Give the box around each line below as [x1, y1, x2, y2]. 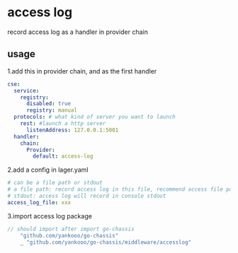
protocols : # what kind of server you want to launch [13, 114, 176, 121]
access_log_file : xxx [7, 199, 72, 206]
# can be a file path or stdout [7, 180, 103, 187]
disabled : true [25, 100, 72, 107]
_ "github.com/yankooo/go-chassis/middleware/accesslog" [20, 238, 192, 246]
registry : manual [25, 107, 78, 114]
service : [13, 87, 40, 94]
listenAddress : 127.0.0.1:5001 [25, 126, 119, 134]
